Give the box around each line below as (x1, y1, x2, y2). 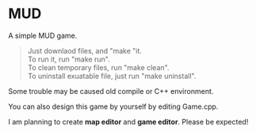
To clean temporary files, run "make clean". (27, 62, 170, 72)
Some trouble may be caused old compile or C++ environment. (8, 86, 214, 95)
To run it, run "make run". (27, 54, 110, 64)
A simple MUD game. (8, 31, 78, 40)
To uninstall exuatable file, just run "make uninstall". (27, 71, 197, 80)
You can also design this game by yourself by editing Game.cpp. (8, 102, 219, 111)
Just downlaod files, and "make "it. (27, 46, 143, 55)
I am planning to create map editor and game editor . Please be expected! (8, 117, 249, 126)
